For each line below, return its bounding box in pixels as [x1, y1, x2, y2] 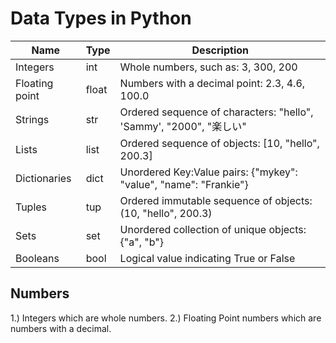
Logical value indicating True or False [119, 251, 296, 265]
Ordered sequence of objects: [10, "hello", [119, 136, 320, 150]
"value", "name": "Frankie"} [119, 177, 249, 191]
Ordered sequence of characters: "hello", [119, 105, 314, 119]
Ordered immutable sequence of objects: [119, 193, 313, 207]
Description [191, 43, 249, 57]
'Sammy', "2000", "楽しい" [119, 119, 247, 133]
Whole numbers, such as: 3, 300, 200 [119, 60, 298, 74]
